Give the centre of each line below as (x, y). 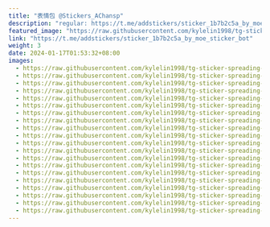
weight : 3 (25, 46)
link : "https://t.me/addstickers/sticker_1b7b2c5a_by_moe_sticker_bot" (131, 38)
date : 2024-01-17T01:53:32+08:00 (64, 53)
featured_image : (35, 31)
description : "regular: (48, 23)
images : (21, 61)
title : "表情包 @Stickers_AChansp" (66, 16)
